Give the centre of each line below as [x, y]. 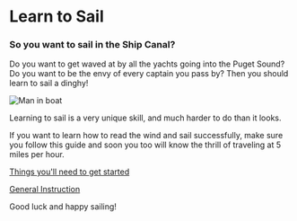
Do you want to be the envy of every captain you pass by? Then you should [149, 74]
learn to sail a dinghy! [49, 84]
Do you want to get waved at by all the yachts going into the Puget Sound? [147, 64]
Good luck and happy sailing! [63, 207]
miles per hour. [37, 155]
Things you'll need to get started [70, 172]
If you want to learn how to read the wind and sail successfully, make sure [146, 136]
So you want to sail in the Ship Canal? [92, 45]
